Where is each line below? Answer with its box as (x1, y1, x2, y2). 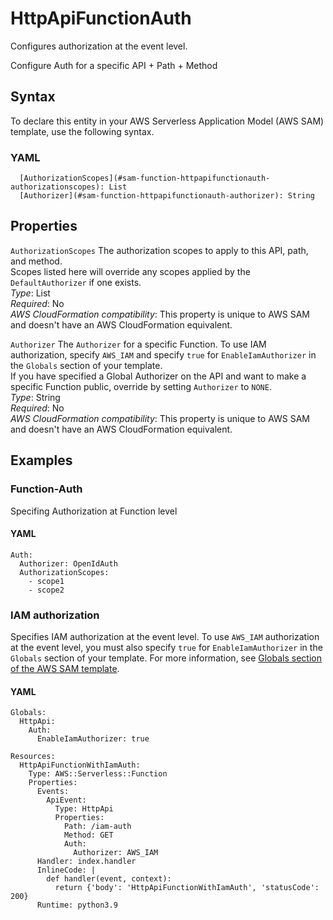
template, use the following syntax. (10, 125, 155, 137)
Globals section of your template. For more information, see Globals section (10, 652, 322, 664)
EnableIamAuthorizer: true (36, 734, 150, 744)
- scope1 (28, 576, 65, 586)
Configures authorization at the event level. (10, 40, 188, 52)
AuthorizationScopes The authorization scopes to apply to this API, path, (10, 244, 309, 256)
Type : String (10, 391, 61, 403)
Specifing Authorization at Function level (10, 505, 178, 517)
